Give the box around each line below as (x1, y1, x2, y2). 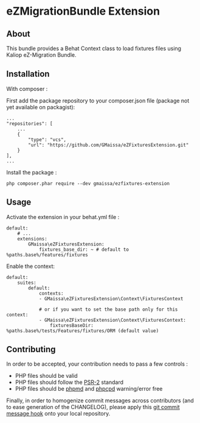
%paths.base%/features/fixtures (6, 251, 88, 258)
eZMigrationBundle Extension (6, 4, 160, 18)
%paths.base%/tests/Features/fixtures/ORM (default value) (6, 328, 159, 334)
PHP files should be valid (15, 372, 78, 380)
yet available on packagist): (6, 103, 75, 110)
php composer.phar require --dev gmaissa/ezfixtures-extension (6, 180, 170, 187)
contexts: (38, 290, 64, 297)
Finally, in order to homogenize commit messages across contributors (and (6, 397, 195, 404)
